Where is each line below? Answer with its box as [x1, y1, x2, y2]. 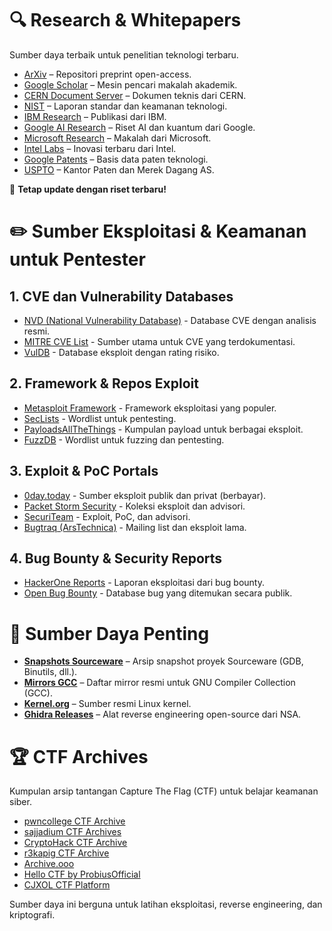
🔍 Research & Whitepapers [9, 9, 242, 32]
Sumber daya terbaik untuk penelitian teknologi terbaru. [9, 48, 239, 61]
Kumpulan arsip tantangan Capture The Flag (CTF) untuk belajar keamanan [9, 785, 319, 797]
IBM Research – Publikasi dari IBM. [23, 110, 167, 122]
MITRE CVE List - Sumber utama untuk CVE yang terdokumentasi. [23, 335, 296, 347]
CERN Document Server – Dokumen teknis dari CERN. [23, 89, 247, 101]
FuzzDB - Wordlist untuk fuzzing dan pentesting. [23, 433, 225, 446]
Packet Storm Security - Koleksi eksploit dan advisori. [23, 500, 246, 512]
